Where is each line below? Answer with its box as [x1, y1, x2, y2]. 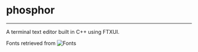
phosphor [6, 4, 55, 17]
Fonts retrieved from [6, 39, 56, 47]
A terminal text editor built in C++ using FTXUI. [6, 28, 120, 35]
